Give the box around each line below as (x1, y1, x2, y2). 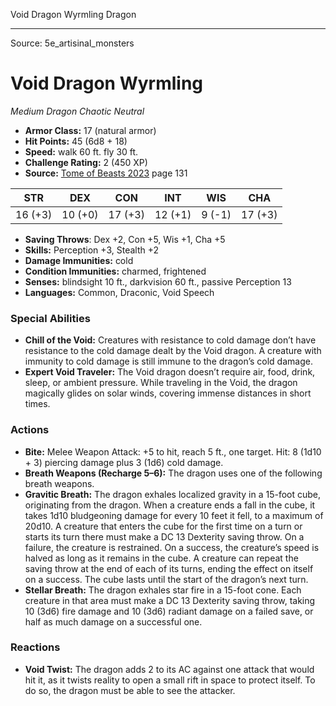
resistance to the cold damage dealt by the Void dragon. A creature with (24, 345, 322, 357)
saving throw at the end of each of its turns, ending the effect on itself (24, 562, 314, 574)
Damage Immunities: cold (24, 254, 134, 266)
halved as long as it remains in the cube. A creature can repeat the (24, 552, 299, 564)
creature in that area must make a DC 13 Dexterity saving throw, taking (24, 594, 316, 606)
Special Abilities (10, 311, 91, 325)
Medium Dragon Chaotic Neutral (10, 105, 145, 117)
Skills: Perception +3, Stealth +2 (24, 244, 160, 256)
